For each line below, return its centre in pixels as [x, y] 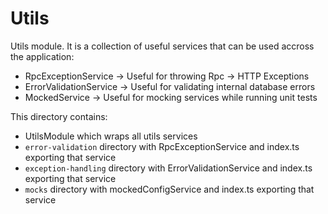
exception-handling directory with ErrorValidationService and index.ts [168, 168]
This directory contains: [59, 116]
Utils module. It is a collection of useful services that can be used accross [162, 46]
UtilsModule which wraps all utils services [111, 136]
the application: [42, 56]
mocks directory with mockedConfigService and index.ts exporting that [169, 189]
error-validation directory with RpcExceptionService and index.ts [162, 146]
